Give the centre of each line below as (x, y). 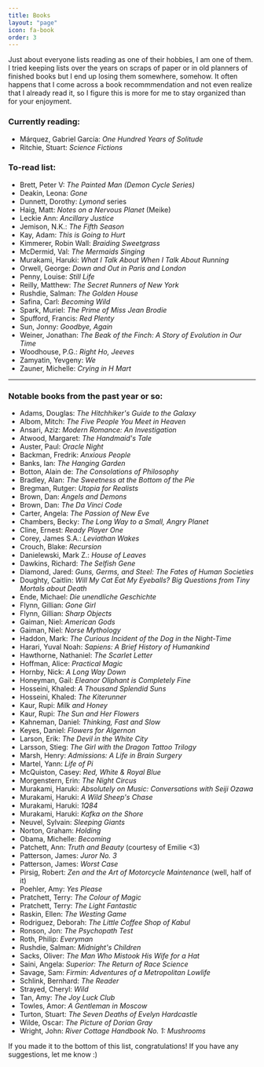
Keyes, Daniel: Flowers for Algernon (77, 731)
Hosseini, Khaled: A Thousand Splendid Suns (93, 689)
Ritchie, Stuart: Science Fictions (71, 147)
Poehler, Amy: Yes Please (61, 889)
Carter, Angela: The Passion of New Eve (84, 513)
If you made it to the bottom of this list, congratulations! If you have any (123, 1047)
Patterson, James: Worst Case (69, 864)
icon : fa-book (31, 30)
